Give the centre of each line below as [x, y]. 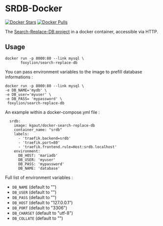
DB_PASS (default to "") [34, 197]
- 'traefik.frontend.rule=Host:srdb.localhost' [68, 147]
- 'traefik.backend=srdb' [44, 138]
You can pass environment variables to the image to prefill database [74, 72]
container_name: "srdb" [38, 130]
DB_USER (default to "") [34, 192]
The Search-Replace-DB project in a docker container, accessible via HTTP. [81, 31]
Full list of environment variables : [39, 177]
